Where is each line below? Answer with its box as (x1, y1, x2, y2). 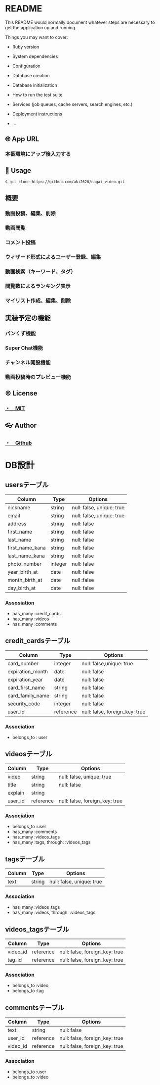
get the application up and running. (5, 24, 77, 30)
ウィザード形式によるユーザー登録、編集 (5, 253, 101, 260)
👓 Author (5, 421, 37, 430)
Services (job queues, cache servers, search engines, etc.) (12, 101, 133, 107)
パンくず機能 (5, 330, 36, 337)
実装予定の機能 (5, 314, 51, 322)
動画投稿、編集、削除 (5, 210, 56, 217)
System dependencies (12, 53, 58, 59)
